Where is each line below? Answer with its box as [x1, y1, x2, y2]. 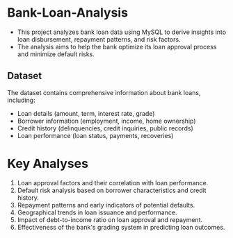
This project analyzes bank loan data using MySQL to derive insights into [17, 28, 227, 36]
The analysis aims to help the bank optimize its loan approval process [17, 42, 217, 51]
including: [7, 96, 36, 104]
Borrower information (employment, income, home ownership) [17, 117, 196, 125]
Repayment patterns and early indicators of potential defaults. [17, 201, 195, 209]
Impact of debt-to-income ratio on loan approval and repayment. [17, 215, 203, 223]
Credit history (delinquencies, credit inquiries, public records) [17, 124, 193, 133]
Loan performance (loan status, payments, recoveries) [17, 131, 174, 139]
